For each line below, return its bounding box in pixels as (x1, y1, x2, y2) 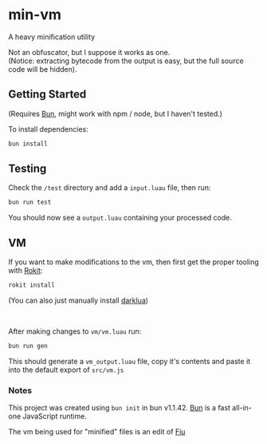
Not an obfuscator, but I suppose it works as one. (8, 47, 171, 57)
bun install (8, 140, 48, 148)
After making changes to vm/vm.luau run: (8, 327, 142, 336)
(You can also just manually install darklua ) (8, 295, 149, 305)
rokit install (8, 281, 56, 289)
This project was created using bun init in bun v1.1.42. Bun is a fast (8, 403, 231, 413)
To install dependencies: (8, 124, 89, 133)
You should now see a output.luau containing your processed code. (8, 213, 233, 223)
